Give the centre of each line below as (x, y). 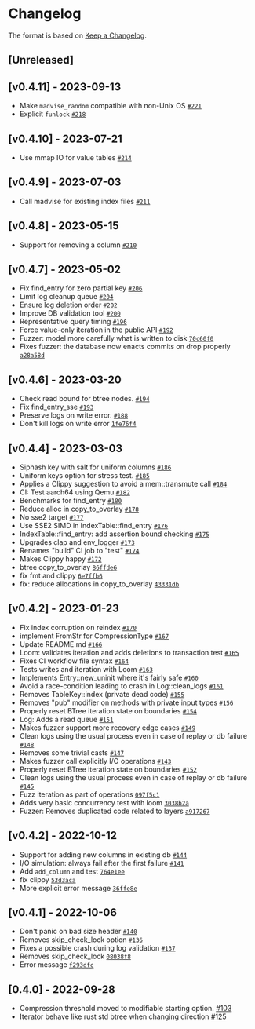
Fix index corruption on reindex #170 (78, 627)
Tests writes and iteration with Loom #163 (86, 669)
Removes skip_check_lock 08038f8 (75, 956)
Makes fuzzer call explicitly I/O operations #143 (95, 761)
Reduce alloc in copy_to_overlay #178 (79, 509)
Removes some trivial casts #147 (72, 752)
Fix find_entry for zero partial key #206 (81, 288)
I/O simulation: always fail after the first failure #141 (102, 863)
